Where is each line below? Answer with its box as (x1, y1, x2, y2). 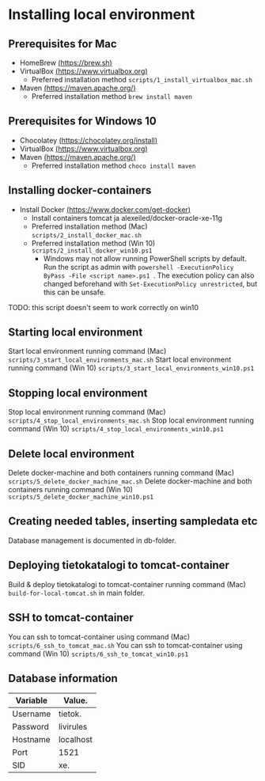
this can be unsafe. (43, 287, 106, 297)
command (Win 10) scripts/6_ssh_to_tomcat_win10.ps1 (8, 649, 188, 658)
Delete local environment (8, 447, 134, 461)
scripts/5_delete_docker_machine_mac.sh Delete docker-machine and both (8, 476, 252, 486)
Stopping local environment (8, 386, 148, 400)
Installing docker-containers (8, 184, 152, 197)
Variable (15, 695, 48, 706)
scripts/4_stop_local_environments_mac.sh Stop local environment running (8, 415, 255, 425)
